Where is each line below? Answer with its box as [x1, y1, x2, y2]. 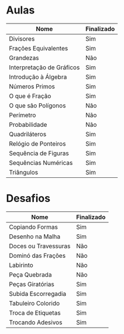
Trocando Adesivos [9, 318, 63, 326]
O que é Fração [9, 92, 51, 100]
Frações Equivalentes [9, 44, 68, 52]
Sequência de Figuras [9, 149, 69, 157]
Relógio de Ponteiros [9, 139, 66, 147]
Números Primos [9, 82, 56, 90]
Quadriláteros [9, 130, 47, 138]
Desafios [6, 192, 51, 205]
